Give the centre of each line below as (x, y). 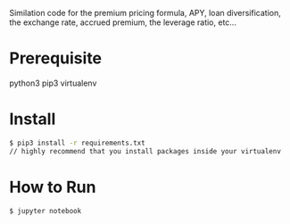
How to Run (53, 187)
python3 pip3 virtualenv (53, 83)
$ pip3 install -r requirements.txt (77, 143)
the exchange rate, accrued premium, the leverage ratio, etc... (123, 22)
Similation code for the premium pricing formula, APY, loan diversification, (145, 13)
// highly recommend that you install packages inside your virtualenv (145, 151)
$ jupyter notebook (46, 211)
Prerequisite (56, 58)
